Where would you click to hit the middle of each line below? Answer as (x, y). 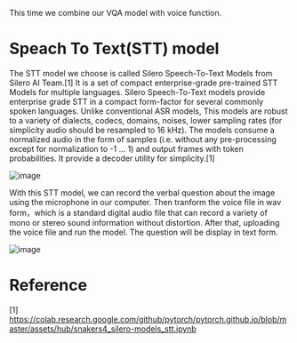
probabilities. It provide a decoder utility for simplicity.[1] (112, 158)
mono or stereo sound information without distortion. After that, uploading (144, 222)
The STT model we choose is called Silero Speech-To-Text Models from (141, 73)
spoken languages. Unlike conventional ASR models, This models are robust (148, 111)
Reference (48, 286)
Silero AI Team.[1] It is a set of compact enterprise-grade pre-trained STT (144, 83)
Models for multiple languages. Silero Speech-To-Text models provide (137, 92)
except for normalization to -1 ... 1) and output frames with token (127, 148)
